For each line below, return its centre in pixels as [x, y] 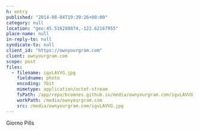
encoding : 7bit [36, 84]
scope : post [21, 61]
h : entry [17, 12]
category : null [25, 23]
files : [14, 67]
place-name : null [28, 34]
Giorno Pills [20, 123]
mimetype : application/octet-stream [63, 89]
